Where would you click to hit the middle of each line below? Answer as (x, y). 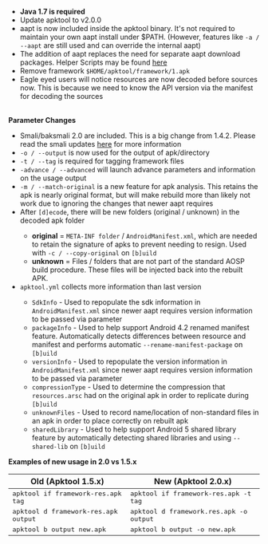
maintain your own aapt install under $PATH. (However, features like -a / (140, 37)
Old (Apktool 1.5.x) (67, 481)
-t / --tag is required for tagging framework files (102, 161)
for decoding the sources (61, 96)
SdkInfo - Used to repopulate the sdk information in (116, 302)
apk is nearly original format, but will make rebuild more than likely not (135, 195)
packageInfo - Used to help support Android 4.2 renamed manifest (140, 327)
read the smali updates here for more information (100, 144)
